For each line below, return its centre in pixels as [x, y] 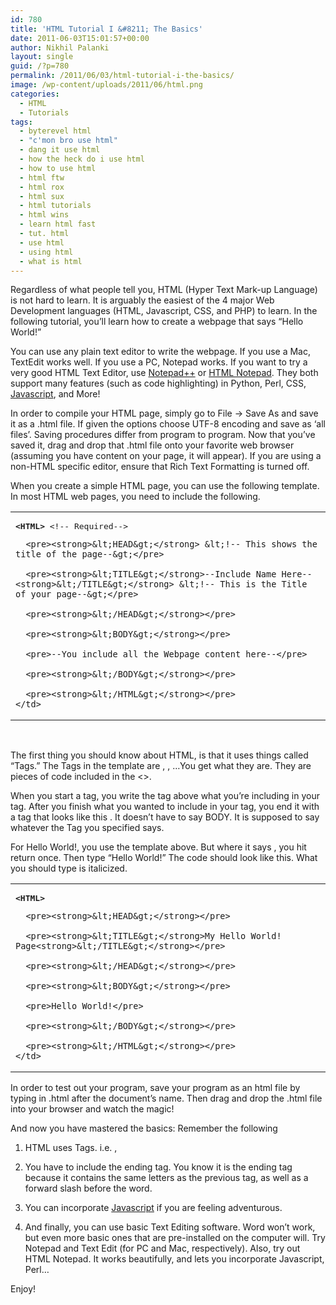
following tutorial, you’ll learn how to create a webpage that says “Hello [157, 322]
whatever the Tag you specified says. [87, 828]
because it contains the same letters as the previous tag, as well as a [166, 1178]
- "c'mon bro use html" [68, 141]
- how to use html [58, 168]
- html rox [42, 187]
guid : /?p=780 [40, 66]
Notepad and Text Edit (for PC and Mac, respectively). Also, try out [162, 1248]
